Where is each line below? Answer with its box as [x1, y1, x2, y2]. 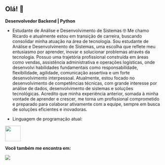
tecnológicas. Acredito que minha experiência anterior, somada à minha [12, 91, 159, 97]
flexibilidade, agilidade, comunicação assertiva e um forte [12, 69, 130, 75]
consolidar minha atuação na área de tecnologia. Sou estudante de [12, 38, 149, 44]
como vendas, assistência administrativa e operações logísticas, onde [12, 59, 155, 65]
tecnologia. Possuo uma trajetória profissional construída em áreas [12, 54, 149, 60]
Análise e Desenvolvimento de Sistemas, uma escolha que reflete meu [12, 43, 156, 49]
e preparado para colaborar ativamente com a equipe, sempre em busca [12, 101, 161, 107]
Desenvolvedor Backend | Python [5, 18, 76, 24]
